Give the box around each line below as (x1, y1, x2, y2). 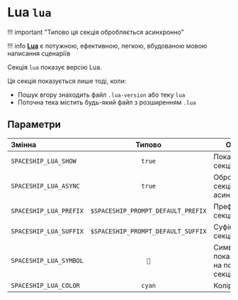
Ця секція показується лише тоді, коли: (7, 76, 127, 85)
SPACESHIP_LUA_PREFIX (11, 207, 84, 215)
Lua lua (7, 4, 52, 21)
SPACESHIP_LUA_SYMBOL (11, 257, 84, 264)
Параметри (7, 119, 62, 131)
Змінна (11, 139, 37, 149)
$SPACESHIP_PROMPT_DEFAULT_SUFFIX (90, 227, 207, 235)
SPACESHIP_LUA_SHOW (11, 157, 76, 165)
